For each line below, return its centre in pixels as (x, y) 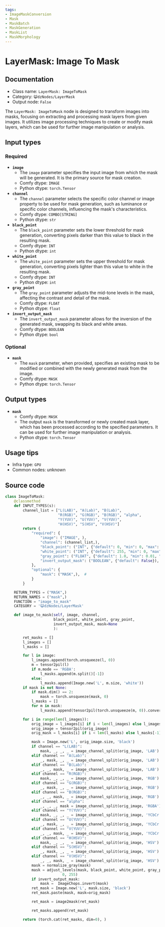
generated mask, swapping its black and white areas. (73, 324)
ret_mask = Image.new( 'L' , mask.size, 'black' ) (81, 888)
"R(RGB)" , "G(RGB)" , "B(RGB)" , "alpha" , (99, 515)
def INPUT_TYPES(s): (35, 506)
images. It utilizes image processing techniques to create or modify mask (79, 121)
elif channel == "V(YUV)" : (59, 829)
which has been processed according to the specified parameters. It (89, 427)
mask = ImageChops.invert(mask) (74, 884)
